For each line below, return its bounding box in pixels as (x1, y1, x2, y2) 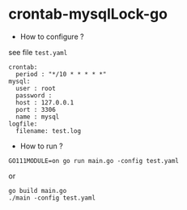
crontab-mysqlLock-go (8, 5, 168, 24)
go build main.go (8, 186, 67, 195)
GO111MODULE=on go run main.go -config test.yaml (8, 156, 180, 165)
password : (15, 91, 53, 100)
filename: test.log (15, 126, 82, 135)
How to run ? (19, 141, 63, 151)
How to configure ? (19, 32, 84, 41)
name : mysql (15, 113, 60, 121)
